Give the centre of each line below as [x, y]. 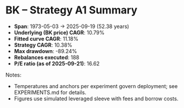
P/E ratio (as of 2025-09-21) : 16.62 [57, 63]
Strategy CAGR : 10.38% [43, 45]
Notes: [13, 75]
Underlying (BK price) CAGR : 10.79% [59, 32]
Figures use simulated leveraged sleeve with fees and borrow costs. [96, 98]
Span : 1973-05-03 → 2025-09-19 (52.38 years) [71, 26]
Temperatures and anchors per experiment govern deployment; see [96, 86]
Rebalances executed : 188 [47, 57]
